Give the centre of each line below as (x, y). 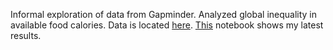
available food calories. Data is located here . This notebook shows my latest (167, 25)
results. (26, 35)
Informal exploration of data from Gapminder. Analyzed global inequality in (164, 14)
